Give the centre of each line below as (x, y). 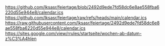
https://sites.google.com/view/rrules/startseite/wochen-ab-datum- (74, 33)
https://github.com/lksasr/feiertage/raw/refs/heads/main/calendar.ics (76, 18)
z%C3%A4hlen (21, 39)
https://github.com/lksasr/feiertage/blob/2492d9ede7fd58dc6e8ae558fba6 (82, 7)
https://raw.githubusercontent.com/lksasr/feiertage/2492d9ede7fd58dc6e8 (82, 23)
